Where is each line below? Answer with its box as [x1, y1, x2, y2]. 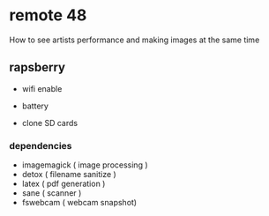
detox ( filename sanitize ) [21, 169, 116, 180]
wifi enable [21, 83, 63, 93]
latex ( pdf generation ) [21, 178, 106, 190]
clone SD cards [21, 117, 78, 128]
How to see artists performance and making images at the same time [9, 34, 260, 45]
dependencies [9, 139, 72, 152]
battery [21, 101, 49, 111]
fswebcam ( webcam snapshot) [21, 197, 138, 208]
